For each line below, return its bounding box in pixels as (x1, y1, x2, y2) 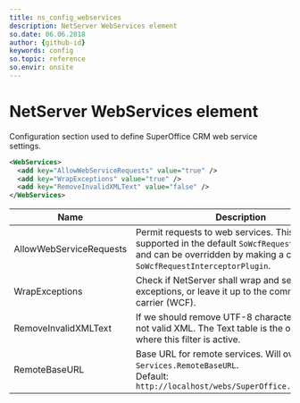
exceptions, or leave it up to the (135, 285, 268, 298)
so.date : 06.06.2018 (9, 29, 87, 38)
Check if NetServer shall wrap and (135, 274, 279, 287)
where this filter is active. (135, 333, 241, 346)
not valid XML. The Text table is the (135, 323, 284, 335)
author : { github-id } (9, 38, 87, 47)
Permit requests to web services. (135, 226, 274, 239)
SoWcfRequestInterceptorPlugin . (135, 260, 271, 273)
